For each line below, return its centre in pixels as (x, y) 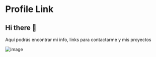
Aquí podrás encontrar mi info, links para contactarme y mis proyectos (78, 39)
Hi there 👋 (21, 28)
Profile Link (29, 9)
